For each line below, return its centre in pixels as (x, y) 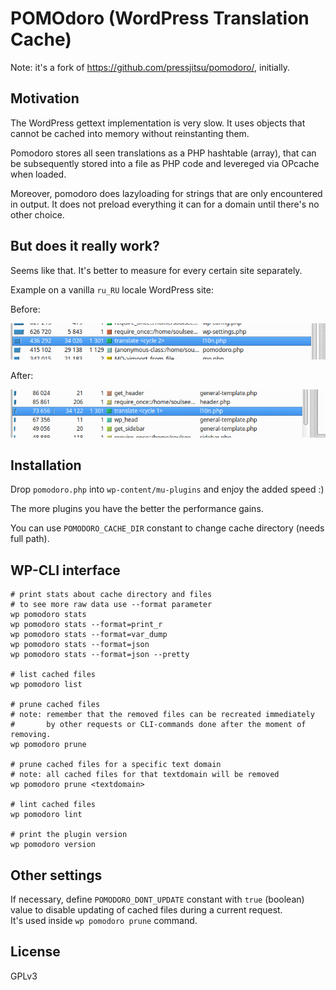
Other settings (56, 875)
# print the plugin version (69, 835)
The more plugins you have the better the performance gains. (137, 509)
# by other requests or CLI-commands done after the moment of (158, 725)
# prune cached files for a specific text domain (116, 765)
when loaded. (38, 174)
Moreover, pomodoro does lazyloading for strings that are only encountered (166, 193)
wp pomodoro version (53, 845)
